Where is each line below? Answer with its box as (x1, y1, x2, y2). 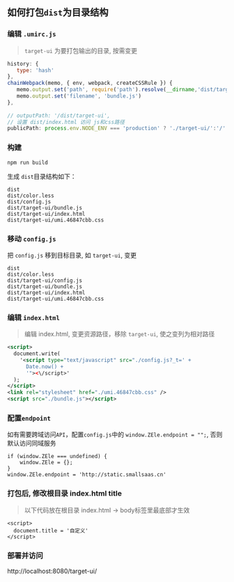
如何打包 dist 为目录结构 (7, 6, 109, 19)
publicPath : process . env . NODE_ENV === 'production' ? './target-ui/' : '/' (7, 125, 226, 132)
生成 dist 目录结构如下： (7, 172, 77, 180)
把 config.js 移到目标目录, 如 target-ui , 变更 (7, 251, 137, 259)
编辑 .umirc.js (7, 29, 56, 39)
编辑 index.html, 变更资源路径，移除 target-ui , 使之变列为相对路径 (24, 330, 215, 338)
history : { (7, 60, 39, 68)
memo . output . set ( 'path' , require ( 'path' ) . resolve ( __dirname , (16, 86, 198, 93)
